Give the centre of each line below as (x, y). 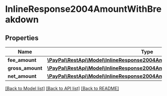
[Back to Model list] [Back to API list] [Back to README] (62, 88)
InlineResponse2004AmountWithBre (83, 9)
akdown (22, 20)
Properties (22, 38)
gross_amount (25, 68)
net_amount (22, 76)
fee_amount (22, 60)
